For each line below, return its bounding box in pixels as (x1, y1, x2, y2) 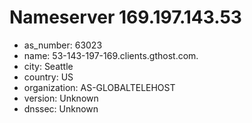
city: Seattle (23, 60, 74, 72)
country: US (23, 71, 74, 83)
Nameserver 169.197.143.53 (9, 6, 242, 29)
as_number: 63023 (23, 39, 103, 51)
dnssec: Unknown (23, 102, 99, 115)
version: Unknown (23, 92, 99, 104)
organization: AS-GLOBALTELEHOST (23, 81, 176, 93)
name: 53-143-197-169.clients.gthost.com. (23, 49, 199, 61)
